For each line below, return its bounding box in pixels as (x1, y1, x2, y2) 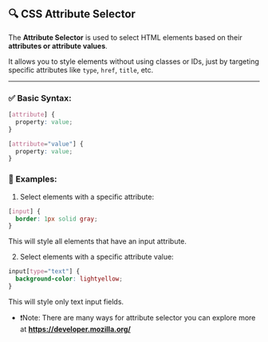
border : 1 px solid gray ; (15, 215, 98, 223)
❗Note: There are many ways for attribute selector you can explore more (19, 312, 256, 322)
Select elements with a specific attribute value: (19, 252, 174, 262)
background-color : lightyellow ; (15, 275, 124, 283)
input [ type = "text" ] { (8, 268, 81, 276)
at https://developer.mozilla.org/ (19, 324, 132, 334)
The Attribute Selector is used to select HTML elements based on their (8, 32, 242, 42)
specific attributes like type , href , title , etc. (8, 65, 154, 74)
